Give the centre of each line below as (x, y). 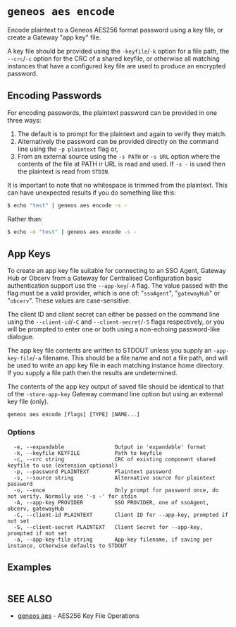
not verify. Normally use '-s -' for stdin (72, 496)
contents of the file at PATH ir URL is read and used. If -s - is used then (121, 164)
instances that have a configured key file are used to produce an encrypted (117, 66)
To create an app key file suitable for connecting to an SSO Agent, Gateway (117, 271)
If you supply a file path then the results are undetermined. (92, 373)
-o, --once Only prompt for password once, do (116, 490)
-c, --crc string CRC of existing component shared (115, 459)
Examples (29, 567)
